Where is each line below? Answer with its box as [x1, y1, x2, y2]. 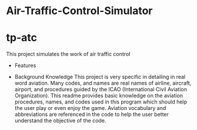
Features [14, 62, 36, 69]
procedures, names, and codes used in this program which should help [14, 98, 187, 105]
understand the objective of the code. [14, 117, 106, 124]
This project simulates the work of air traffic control [6, 51, 131, 58]
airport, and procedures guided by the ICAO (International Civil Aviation [14, 86, 187, 93]
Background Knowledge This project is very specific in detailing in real [14, 74, 186, 81]
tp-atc [6, 31, 37, 45]
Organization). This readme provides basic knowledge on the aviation [14, 92, 183, 99]
